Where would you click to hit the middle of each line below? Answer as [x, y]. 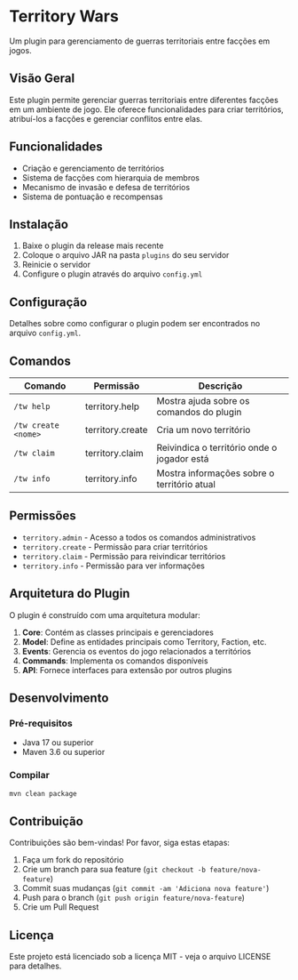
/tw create [36, 426]
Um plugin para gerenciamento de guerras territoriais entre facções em [140, 41]
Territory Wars [64, 16]
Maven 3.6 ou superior [63, 752]
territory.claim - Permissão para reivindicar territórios [124, 556]
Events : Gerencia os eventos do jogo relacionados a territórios [136, 651]
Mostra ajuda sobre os [203, 401]
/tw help [32, 406]
